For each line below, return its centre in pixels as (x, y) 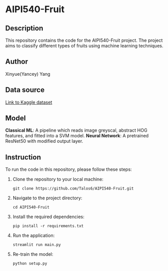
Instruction (23, 157)
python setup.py (30, 264)
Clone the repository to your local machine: (58, 179)
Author (17, 62)
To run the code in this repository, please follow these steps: (69, 169)
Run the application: (34, 235)
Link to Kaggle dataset (29, 102)
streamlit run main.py (37, 245)
